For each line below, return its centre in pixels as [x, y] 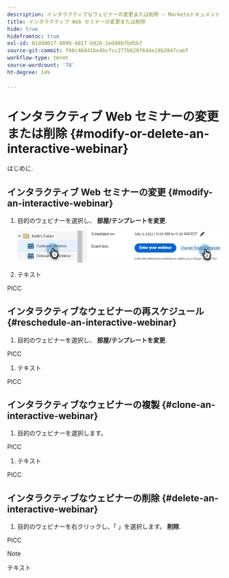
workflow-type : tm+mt [38, 58]
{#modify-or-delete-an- [140, 133]
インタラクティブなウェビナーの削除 [83, 498]
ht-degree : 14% [29, 72]
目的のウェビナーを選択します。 [62, 433]
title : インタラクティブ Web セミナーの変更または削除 [76, 22]
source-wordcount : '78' [41, 65]
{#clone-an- [189, 405]
